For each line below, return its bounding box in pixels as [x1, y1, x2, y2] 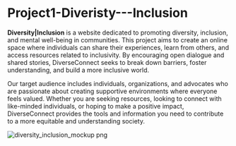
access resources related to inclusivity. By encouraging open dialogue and [7, 51, 225, 59]
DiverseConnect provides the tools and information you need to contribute [7, 109, 224, 118]
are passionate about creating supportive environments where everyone [7, 87, 218, 95]
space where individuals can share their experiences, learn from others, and [7, 43, 230, 51]
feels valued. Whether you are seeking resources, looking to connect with [7, 94, 223, 103]
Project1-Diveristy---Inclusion [7, 5, 189, 21]
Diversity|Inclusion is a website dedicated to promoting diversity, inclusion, [7, 28, 228, 37]
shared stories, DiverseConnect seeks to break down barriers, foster [7, 58, 207, 66]
